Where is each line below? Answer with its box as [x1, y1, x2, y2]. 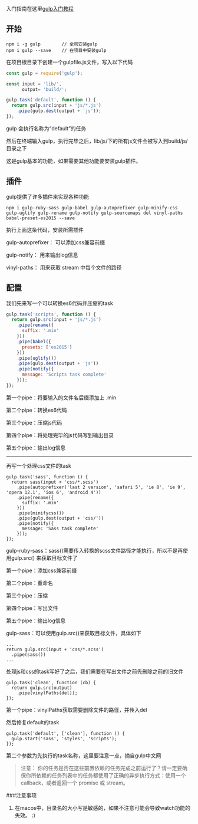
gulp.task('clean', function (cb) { [6, 679, 96, 685]
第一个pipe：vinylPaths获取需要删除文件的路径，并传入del [6, 706, 147, 713]
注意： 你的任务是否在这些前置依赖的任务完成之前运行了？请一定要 [20, 764, 183, 772]
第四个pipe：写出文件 [6, 604, 58, 612]
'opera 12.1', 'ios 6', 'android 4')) [6, 489, 101, 495]
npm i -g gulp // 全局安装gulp [6, 41, 98, 47]
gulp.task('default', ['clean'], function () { [6, 730, 126, 736]
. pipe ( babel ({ [16, 339, 51, 344]
